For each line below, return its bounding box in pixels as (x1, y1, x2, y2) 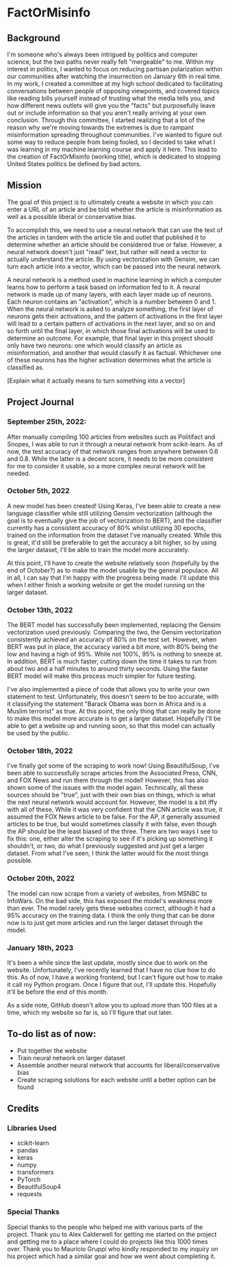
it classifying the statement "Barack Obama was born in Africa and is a (7, 700, 207, 708)
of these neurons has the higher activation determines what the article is (7, 356, 212, 364)
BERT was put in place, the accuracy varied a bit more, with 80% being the (7, 643, 218, 651)
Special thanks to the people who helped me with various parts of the (7, 1222, 203, 1231)
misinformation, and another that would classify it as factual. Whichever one (7, 348, 222, 356)
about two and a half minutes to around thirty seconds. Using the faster (7, 665, 209, 673)
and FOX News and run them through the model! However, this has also (7, 776, 209, 784)
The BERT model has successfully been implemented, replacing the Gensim (7, 621, 221, 629)
